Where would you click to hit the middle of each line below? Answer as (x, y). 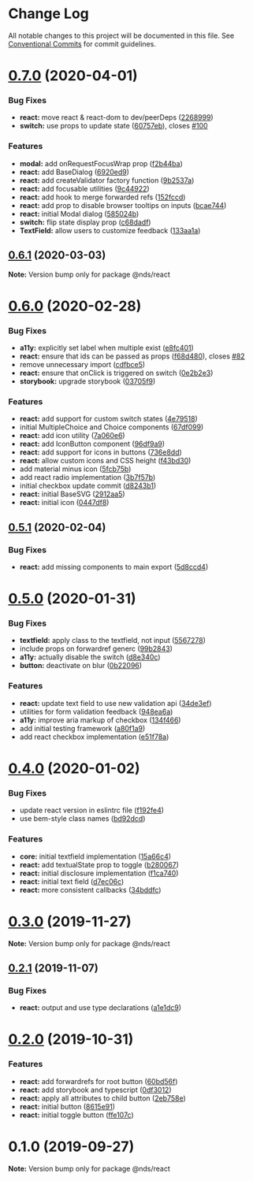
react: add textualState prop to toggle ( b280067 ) (99, 864)
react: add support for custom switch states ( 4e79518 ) (109, 419)
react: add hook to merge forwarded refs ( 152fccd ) (102, 197)
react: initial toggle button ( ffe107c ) (76, 1115)
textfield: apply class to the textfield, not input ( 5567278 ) (113, 641)
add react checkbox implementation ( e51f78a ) (94, 737)
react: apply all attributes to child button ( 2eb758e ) (103, 1098)
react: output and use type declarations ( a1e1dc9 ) (100, 1008)
